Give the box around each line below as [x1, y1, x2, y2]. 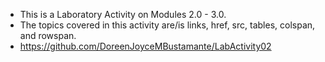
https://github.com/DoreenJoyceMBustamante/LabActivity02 [19, 40, 272, 52]
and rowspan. [19, 30, 77, 41]
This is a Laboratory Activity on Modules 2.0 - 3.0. [19, 9, 227, 20]
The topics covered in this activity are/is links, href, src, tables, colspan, [19, 19, 316, 31]
